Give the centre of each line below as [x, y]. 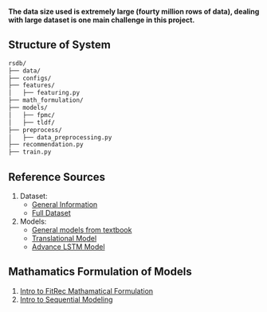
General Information [65, 205]
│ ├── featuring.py [44, 93]
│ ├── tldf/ [32, 123]
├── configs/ [30, 78]
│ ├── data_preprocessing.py [60, 137]
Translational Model [64, 238]
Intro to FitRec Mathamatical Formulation [86, 291]
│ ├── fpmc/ [32, 115]
